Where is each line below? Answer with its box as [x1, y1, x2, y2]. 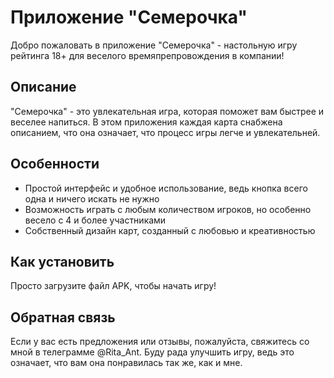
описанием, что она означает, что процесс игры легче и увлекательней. [10, 126, 321, 138]
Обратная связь [10, 309, 116, 326]
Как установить [10, 253, 115, 270]
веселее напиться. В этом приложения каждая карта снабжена [10, 116, 283, 128]
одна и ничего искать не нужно [24, 192, 160, 205]
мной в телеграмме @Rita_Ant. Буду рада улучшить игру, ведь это [10, 346, 295, 358]
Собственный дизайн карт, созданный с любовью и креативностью [24, 224, 316, 236]
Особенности [10, 156, 100, 173]
